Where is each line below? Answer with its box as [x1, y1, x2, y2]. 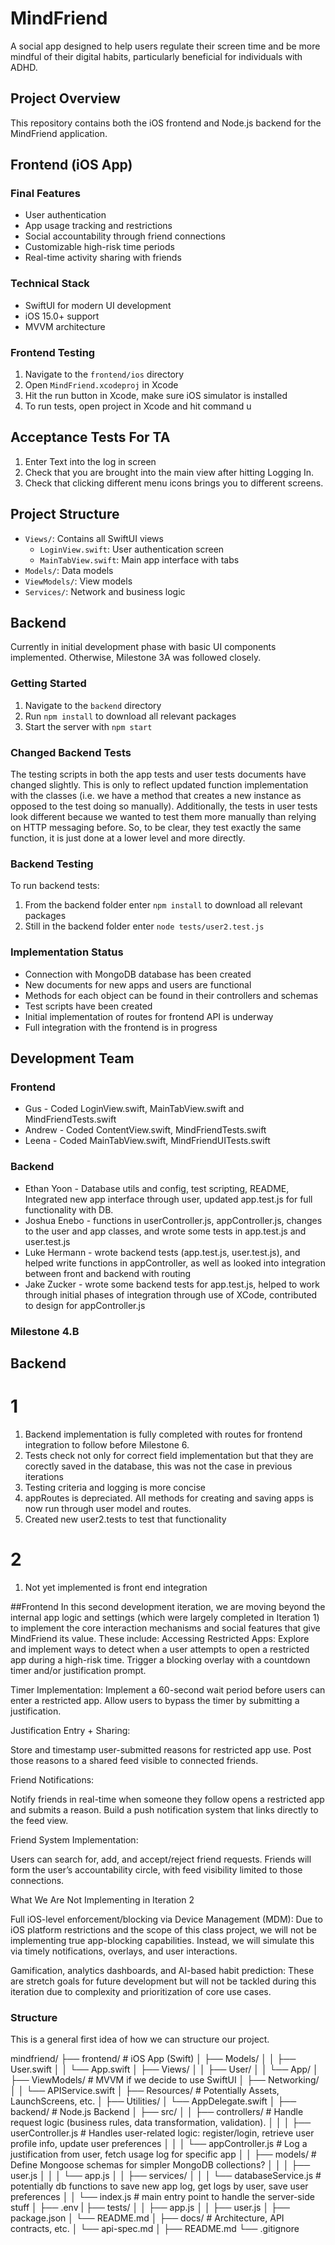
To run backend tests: [10, 880, 100, 892]
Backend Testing [10, 857, 94, 871]
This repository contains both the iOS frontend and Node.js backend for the [10, 117, 322, 129]
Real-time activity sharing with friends [24, 252, 182, 264]
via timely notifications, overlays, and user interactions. [10, 1945, 238, 1957]
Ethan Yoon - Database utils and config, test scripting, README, [24, 1182, 290, 1194]
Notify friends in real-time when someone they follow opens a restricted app [10, 1793, 325, 1805]
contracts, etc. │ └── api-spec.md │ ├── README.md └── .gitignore [10, 2223, 300, 2235]
